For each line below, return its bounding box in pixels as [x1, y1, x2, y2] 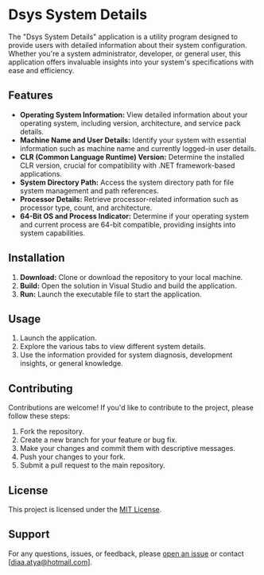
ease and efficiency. [8, 65, 75, 75]
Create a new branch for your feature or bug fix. [19, 435, 177, 445]
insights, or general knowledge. [19, 359, 123, 368]
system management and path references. [19, 185, 159, 196]
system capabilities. [19, 228, 86, 238]
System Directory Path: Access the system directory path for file [19, 177, 235, 187]
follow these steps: [8, 411, 70, 421]
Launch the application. [19, 333, 97, 343]
